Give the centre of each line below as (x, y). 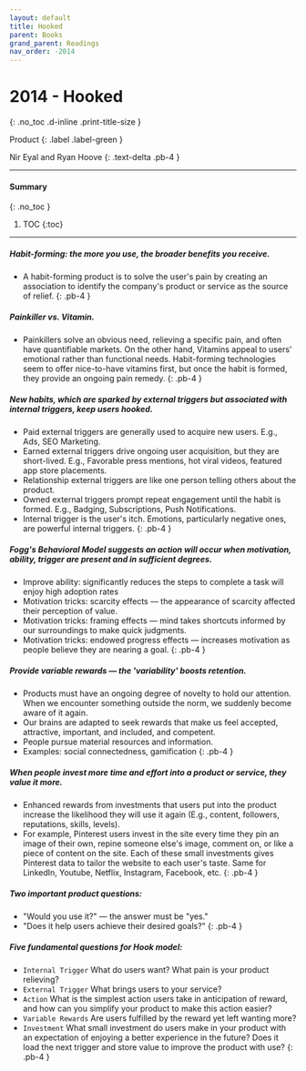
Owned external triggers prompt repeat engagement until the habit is (152, 500)
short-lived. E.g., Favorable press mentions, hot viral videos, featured (152, 461)
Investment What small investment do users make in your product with (154, 1028)
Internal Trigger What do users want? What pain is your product (146, 970)
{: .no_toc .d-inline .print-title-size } (75, 122)
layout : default (40, 18)
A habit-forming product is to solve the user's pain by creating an (145, 277)
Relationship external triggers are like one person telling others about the (159, 480)
